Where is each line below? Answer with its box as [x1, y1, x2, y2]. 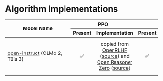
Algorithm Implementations [5, 3, 118, 14]
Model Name [22, 25, 53, 32]
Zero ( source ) [98, 65, 131, 71]
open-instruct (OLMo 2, [7, 50, 63, 56]
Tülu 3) [7, 55, 24, 62]
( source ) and [100, 53, 130, 59]
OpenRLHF [102, 47, 128, 54]
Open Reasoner [97, 59, 132, 66]
